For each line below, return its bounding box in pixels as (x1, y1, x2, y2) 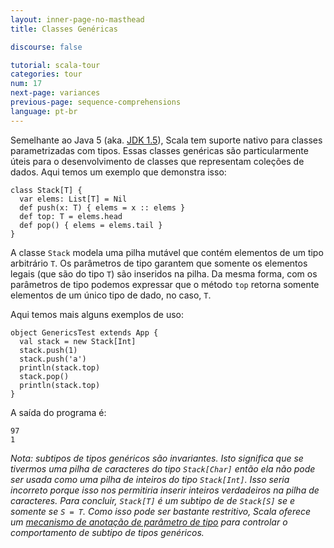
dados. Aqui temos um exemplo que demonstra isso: (10, 166, 227, 178)
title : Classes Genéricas (10, 24, 118, 34)
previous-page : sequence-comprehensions (10, 97, 182, 107)
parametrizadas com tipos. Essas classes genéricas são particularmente (10, 144, 309, 156)
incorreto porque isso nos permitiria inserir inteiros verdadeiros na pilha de (10, 484, 320, 496)
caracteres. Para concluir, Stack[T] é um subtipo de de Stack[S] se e (10, 494, 296, 506)
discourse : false (10, 42, 83, 52)
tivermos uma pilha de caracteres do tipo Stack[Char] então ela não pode (10, 462, 316, 475)
